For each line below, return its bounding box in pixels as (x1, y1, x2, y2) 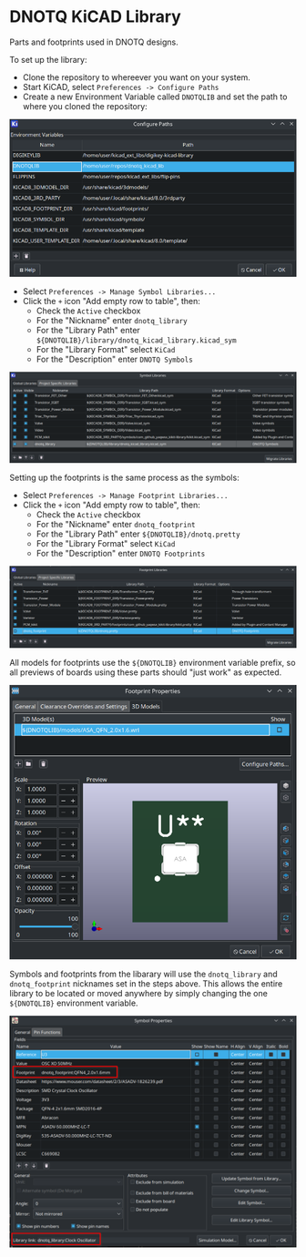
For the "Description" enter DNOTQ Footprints (36, 547, 206, 558)
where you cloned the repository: (22, 100, 148, 111)
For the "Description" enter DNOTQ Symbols (36, 353, 193, 365)
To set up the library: (9, 54, 87, 65)
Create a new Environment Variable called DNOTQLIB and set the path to (22, 91, 288, 102)
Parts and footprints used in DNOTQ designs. (9, 36, 179, 47)
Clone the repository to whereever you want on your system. (22, 71, 250, 83)
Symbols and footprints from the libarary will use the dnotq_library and (9, 968, 278, 980)
